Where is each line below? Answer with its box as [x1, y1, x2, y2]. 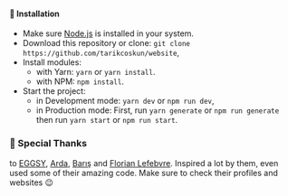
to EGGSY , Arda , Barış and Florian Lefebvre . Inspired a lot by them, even [9, 157, 279, 168]
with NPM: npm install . [35, 76, 125, 87]
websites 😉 [9, 177, 54, 188]
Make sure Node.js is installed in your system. [22, 28, 195, 39]
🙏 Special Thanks [9, 137, 88, 150]
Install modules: [22, 57, 82, 68]
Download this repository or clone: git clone [22, 38, 190, 49]
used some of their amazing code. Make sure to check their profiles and [9, 167, 279, 178]
